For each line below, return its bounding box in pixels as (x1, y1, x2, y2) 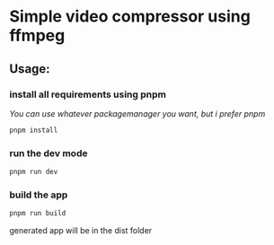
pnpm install (9, 126, 58, 135)
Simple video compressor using (9, 6, 252, 27)
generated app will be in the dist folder (9, 225, 153, 236)
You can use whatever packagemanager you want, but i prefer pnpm (9, 108, 266, 118)
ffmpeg (9, 25, 66, 46)
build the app (9, 188, 68, 201)
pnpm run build (9, 209, 66, 218)
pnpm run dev (9, 168, 58, 177)
